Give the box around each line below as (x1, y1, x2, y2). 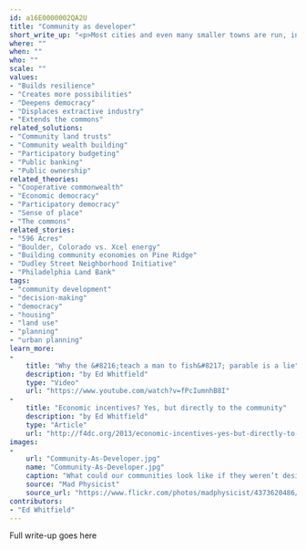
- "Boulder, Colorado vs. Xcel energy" (9, 243, 161, 252)
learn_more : (9, 344, 55, 353)
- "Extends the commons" (9, 115, 104, 124)
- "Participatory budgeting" (9, 149, 120, 158)
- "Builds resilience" (9, 81, 96, 90)
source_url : (25, 488, 71, 497)
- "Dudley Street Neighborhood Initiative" (9, 259, 178, 269)
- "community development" (9, 285, 112, 294)
